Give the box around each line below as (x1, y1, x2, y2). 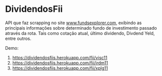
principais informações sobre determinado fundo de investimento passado (5, 25, 157, 31)
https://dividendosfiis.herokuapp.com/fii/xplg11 (12, 65, 108, 71)
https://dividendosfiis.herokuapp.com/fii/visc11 (12, 54, 108, 60)
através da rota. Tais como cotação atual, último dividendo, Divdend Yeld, (5, 30, 155, 36)
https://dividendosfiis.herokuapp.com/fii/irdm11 (12, 60, 108, 66)
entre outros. (5, 36, 32, 41)
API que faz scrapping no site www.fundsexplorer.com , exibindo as (5, 20, 142, 26)
